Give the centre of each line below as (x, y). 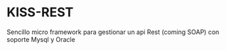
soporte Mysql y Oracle (41, 39)
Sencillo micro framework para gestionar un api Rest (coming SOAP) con (113, 32)
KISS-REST (40, 12)
